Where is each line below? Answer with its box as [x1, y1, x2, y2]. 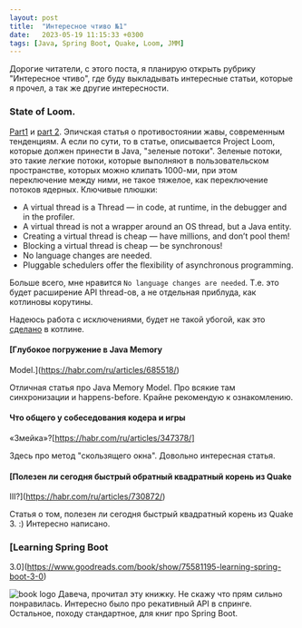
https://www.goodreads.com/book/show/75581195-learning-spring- [26, 562, 282, 573]
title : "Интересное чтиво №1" [9, 22, 128, 31]
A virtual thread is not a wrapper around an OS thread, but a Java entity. [22, 221, 292, 231]
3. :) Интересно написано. [9, 518, 111, 529]
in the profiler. [22, 211, 75, 222]
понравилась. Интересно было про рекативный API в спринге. [9, 598, 252, 609]
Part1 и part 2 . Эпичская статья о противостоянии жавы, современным [9, 126, 286, 137]
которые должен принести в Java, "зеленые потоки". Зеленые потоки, [9, 145, 283, 156]
